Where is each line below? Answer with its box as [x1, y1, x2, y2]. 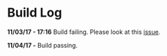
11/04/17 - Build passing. [7, 41, 78, 49]
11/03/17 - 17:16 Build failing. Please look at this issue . [7, 28, 161, 36]
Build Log [7, 5, 62, 21]
